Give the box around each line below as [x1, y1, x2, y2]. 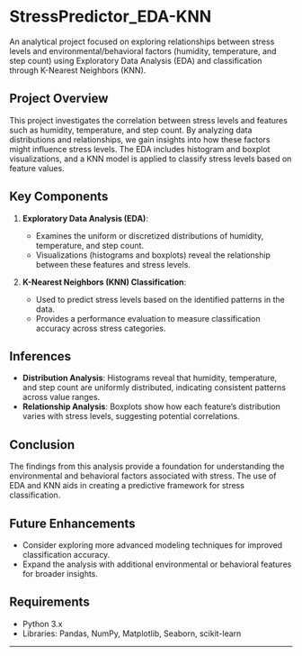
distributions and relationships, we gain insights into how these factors [9, 133, 271, 145]
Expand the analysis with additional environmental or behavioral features [22, 559, 292, 569]
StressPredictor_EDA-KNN [9, 6, 212, 27]
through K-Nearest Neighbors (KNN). [9, 65, 147, 76]
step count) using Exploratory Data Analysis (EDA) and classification [9, 55, 262, 66]
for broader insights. [22, 569, 99, 579]
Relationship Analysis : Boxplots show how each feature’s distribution [22, 401, 281, 412]
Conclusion [9, 437, 75, 452]
